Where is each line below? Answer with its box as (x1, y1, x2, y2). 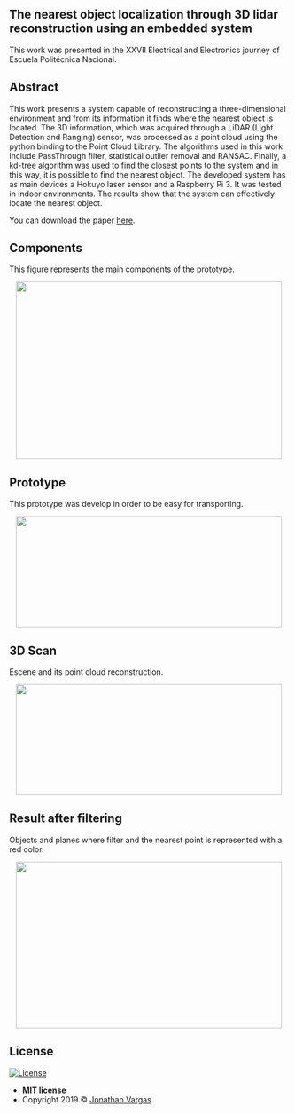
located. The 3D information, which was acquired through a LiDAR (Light (9, 122, 274, 132)
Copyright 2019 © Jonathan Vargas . (21, 1094, 154, 1104)
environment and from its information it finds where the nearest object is (9, 113, 274, 123)
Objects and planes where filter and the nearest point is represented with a (9, 834, 283, 845)
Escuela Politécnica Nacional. (9, 53, 117, 65)
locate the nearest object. (9, 197, 103, 208)
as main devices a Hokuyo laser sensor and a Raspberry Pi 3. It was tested (9, 178, 282, 189)
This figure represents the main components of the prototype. (9, 264, 235, 274)
